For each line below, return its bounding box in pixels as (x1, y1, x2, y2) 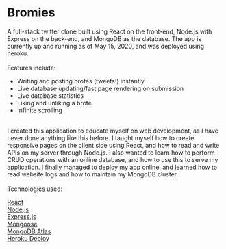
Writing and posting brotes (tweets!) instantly (16, 77, 145, 85)
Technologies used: (7, 185, 63, 193)
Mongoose (7, 220, 38, 228)
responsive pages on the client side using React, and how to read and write (7, 141, 220, 149)
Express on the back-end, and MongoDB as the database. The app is (7, 34, 202, 42)
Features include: (7, 64, 56, 72)
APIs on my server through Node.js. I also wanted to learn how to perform (7, 148, 216, 157)
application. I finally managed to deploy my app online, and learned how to (7, 163, 218, 171)
